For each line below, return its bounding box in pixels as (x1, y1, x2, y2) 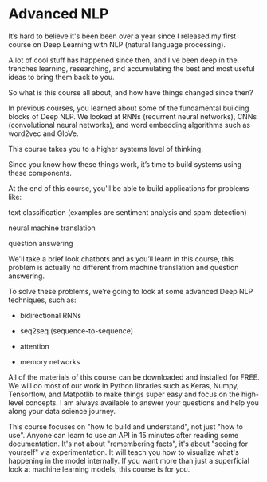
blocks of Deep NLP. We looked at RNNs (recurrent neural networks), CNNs (8, 111, 257, 121)
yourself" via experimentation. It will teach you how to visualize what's (8, 447, 239, 456)
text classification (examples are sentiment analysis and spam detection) (8, 207, 247, 217)
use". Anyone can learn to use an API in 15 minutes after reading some (8, 430, 239, 440)
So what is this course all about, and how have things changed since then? (8, 87, 253, 97)
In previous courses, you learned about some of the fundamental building (8, 103, 249, 113)
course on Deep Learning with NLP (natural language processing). (8, 39, 226, 49)
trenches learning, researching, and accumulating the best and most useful (8, 63, 255, 73)
